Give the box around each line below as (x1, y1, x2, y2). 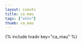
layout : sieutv (5, 7, 36, 12)
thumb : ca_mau (5, 20, 34, 26)
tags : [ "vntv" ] (5, 16, 36, 21)
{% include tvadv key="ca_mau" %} (5, 34, 78, 40)
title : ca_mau (5, 12, 34, 16)
